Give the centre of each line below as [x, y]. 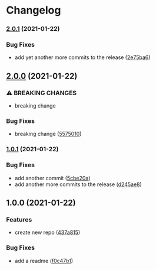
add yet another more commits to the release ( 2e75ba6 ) [82, 57]
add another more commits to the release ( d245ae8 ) [78, 184]
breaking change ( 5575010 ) [48, 134]
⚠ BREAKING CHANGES [42, 93]
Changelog [34, 10]
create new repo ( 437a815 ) [47, 232]
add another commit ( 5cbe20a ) [52, 178]
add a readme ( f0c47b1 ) [44, 261]
